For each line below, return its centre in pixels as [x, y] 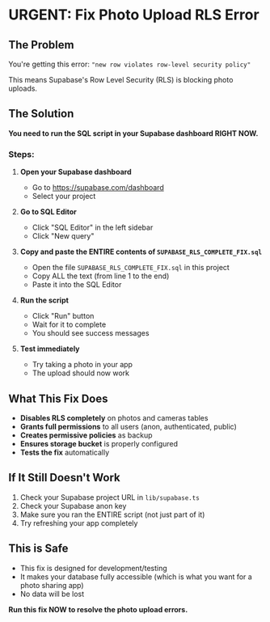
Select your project [64, 197]
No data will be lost [52, 594]
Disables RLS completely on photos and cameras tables [114, 417]
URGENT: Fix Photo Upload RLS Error [134, 15]
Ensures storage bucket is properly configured [99, 443]
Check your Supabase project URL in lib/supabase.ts [110, 497]
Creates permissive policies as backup [86, 435]
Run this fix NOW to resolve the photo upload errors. [98, 609]
